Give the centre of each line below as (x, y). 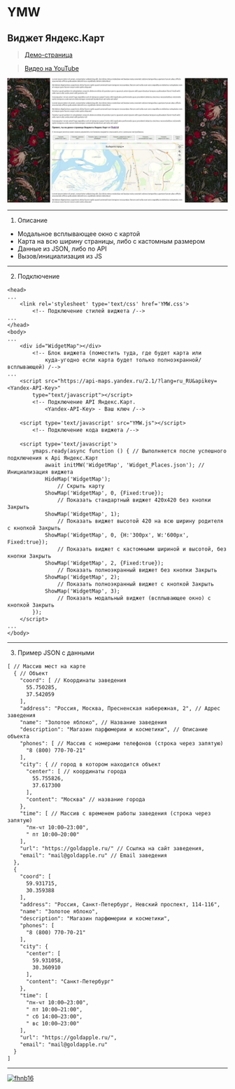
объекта (19, 736)
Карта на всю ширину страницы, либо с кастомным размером (111, 241)
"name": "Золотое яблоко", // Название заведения (94, 722)
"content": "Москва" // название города (85, 799)
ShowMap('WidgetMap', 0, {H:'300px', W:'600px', (117, 535)
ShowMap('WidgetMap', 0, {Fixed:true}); (104, 493)
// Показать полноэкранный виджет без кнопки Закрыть (137, 570)
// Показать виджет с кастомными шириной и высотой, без (142, 549)
